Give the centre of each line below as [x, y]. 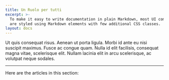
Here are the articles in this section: [42, 73]
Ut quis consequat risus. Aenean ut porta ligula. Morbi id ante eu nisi [76, 42]
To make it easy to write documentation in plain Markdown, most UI [83, 19]
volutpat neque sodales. [30, 58]
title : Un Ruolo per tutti [33, 10]
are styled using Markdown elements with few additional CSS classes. [85, 24]
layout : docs [19, 28]
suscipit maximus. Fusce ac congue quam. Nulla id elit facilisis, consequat [82, 48]
